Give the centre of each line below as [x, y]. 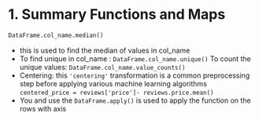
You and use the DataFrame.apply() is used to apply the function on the [135, 100]
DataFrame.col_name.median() [56, 35]
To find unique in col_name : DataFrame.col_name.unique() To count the [135, 58]
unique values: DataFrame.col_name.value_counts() [102, 67]
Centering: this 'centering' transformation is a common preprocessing [135, 75]
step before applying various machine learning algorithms [113, 83]
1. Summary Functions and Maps [117, 15]
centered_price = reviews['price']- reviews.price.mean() [117, 93]
